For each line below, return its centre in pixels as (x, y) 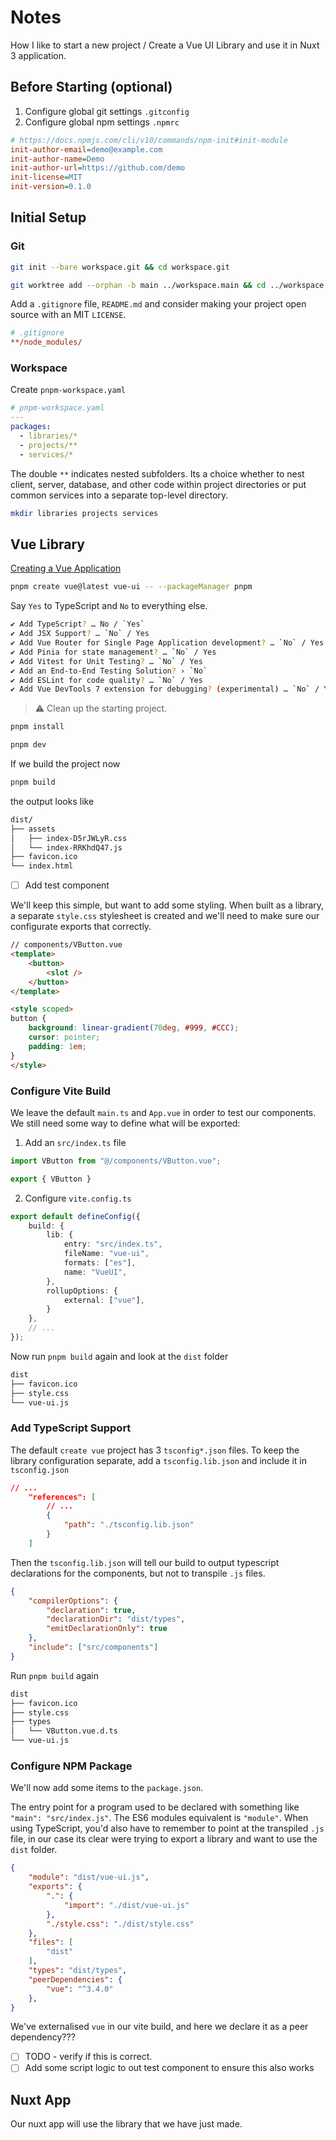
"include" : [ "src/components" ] (93, 1647)
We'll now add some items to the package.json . (107, 1788)
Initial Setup (48, 217)
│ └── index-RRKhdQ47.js (66, 847)
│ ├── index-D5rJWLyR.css (69, 838)
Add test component (67, 885)
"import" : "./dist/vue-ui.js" (126, 1905)
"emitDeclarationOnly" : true (107, 1629)
